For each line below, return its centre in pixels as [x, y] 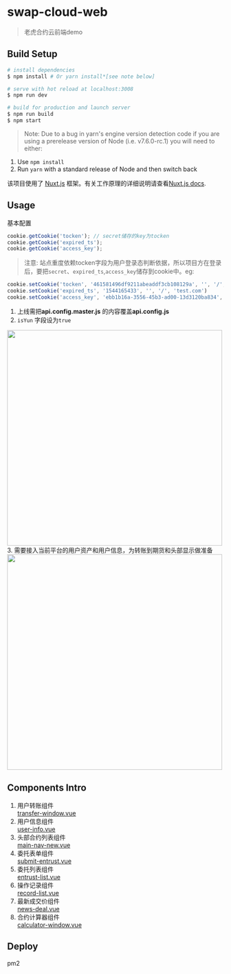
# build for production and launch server [69, 108]
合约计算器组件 [38, 917]
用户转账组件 [35, 805]
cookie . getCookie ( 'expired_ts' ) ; [55, 242]
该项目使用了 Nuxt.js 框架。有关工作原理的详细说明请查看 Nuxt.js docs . [107, 183]
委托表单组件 [35, 853]
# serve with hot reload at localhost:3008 [70, 89]
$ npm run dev [27, 95]
